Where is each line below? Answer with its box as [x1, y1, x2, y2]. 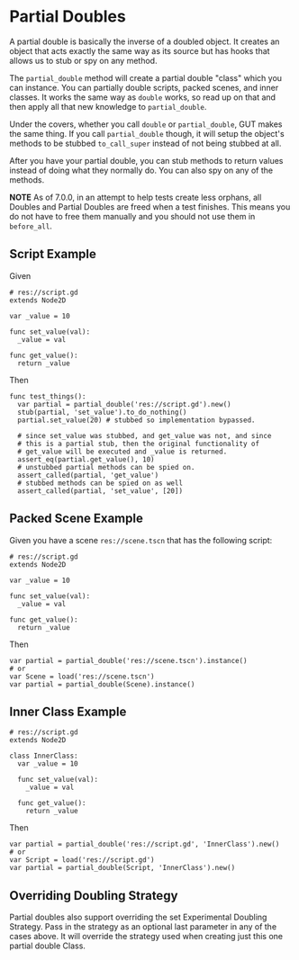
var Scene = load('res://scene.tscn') [9, 672, 155, 681]
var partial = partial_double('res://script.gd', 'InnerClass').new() [9, 839, 280, 849]
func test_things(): [9, 391, 87, 401]
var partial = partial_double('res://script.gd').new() [17, 399, 231, 408]
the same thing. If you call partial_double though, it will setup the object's [9, 128, 285, 139]
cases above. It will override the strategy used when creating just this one [9, 931, 284, 942]
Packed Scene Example [9, 511, 144, 526]
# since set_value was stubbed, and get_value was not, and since [17, 431, 272, 440]
